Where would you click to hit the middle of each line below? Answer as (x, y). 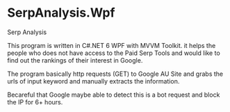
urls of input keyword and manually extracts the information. (93, 81)
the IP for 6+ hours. (35, 102)
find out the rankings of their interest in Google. (75, 60)
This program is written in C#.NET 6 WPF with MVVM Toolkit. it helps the (112, 45)
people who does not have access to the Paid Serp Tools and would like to (114, 53)
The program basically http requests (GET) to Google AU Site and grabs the (115, 74)
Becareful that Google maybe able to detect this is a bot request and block (114, 95)
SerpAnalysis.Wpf (61, 13)
